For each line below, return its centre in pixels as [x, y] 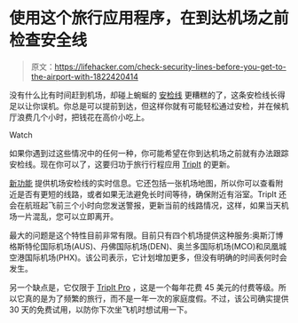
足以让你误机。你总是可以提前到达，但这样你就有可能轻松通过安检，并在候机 [149, 106]
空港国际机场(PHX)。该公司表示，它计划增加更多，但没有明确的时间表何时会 [149, 257]
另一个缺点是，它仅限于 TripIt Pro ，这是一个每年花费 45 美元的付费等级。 [144, 287]
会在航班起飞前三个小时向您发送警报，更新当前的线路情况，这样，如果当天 [145, 205]
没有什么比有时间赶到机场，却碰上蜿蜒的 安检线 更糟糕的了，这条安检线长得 [147, 95]
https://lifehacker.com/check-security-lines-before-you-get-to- [170, 67]
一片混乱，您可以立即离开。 [67, 216]
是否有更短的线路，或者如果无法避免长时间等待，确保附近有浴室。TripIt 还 [152, 194]
